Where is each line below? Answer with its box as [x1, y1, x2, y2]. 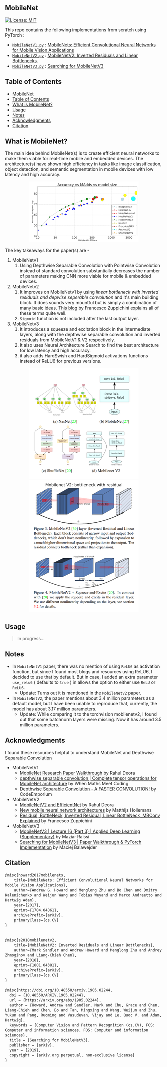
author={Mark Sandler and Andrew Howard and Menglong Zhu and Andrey [14, 947, 162, 953]
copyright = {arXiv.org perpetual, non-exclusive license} [9, 1052, 135, 1058]
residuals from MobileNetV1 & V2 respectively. [19, 337, 115, 343]
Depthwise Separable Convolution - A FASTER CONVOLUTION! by [19, 786, 156, 792]
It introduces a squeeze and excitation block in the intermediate [19, 326, 151, 332]
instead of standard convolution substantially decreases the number [19, 268, 160, 274]
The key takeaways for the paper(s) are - [5, 247, 90, 254]
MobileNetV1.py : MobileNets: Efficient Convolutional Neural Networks [12, 42, 156, 48]
